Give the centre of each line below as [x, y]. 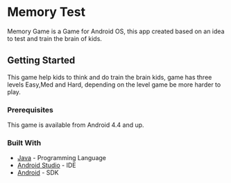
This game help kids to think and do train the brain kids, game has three [110, 77]
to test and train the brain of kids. [55, 38]
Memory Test [46, 12]
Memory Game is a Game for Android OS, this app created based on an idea [116, 31]
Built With [24, 143]
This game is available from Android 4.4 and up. [76, 125]
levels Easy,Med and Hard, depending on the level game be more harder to [114, 85]
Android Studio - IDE [46, 165]
